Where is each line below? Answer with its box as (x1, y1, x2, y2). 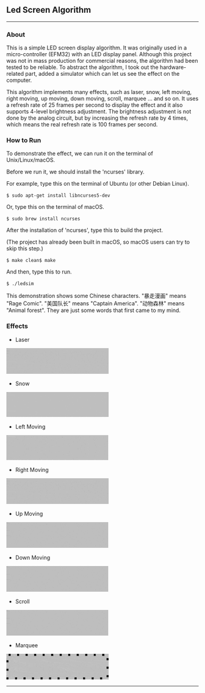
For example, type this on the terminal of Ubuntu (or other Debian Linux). (6, 180, 189, 187)
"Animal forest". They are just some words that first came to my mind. (6, 307, 181, 314)
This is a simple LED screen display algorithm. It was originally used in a (6, 44, 187, 51)
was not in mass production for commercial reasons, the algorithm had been (6, 57, 198, 65)
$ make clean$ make (6, 258, 56, 264)
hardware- (159, 63, 187, 71)
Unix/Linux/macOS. (6, 156, 56, 164)
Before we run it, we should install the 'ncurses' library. (6, 168, 145, 176)
